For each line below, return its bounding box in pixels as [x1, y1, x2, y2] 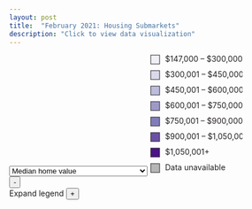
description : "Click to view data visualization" [9, 29, 196, 38]
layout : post [9, 12, 57, 22]
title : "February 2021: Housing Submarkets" [9, 21, 179, 30]
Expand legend [9, 188, 65, 199]
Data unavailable [164, 162, 225, 173]
